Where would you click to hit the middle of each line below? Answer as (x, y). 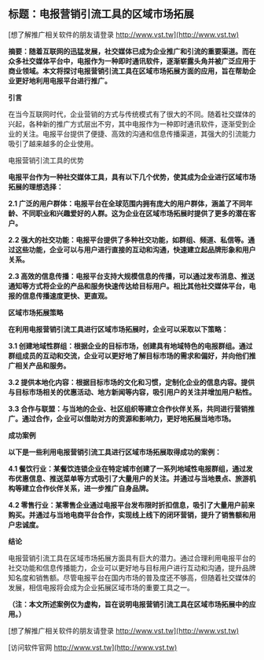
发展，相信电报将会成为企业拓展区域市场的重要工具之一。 (101, 587)
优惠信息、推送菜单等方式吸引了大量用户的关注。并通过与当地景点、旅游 (132, 478)
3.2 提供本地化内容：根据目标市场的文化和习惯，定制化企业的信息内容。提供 (132, 382)
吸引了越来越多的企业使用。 (53, 143)
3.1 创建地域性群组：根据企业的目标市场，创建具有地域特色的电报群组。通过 (130, 346)
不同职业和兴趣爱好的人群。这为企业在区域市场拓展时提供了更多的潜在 (135, 213)
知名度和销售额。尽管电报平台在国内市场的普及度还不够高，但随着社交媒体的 (132, 577)
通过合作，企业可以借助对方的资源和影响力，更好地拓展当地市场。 (128, 418)
